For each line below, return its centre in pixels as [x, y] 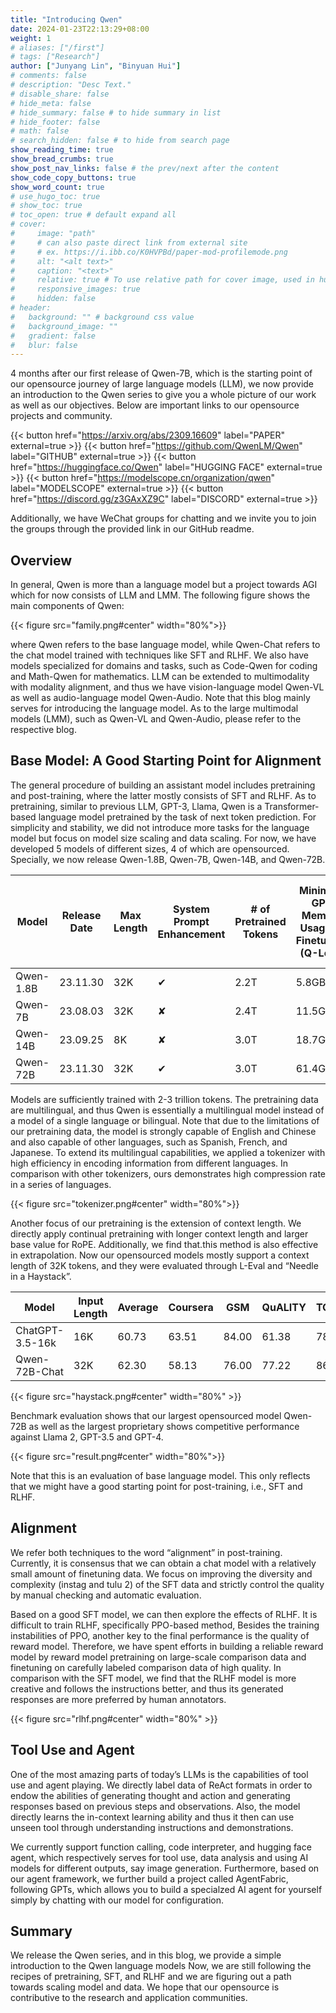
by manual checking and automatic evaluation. [106, 1595]
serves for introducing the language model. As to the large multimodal [154, 708]
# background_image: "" [64, 326]
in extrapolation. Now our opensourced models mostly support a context [160, 1255]
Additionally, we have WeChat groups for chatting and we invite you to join [163, 518]
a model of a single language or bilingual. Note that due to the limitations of [165, 1120]
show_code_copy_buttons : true [73, 177]
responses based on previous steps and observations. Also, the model [155, 1806]
